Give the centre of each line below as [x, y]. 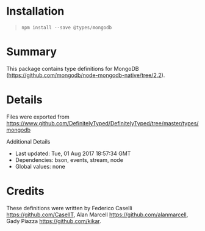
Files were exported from [38, 117]
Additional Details [28, 141]
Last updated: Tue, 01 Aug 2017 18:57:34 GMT [73, 153]
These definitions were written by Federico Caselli [69, 208]
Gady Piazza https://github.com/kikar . [54, 221]
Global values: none [40, 166]
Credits [25, 191]
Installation [35, 11]
